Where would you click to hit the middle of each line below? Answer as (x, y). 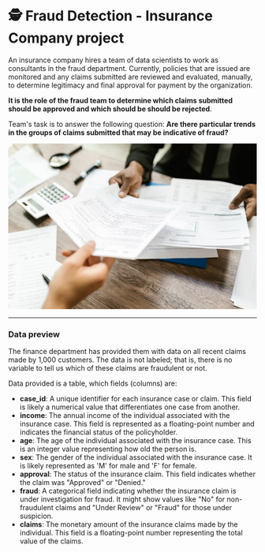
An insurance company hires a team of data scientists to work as (114, 60)
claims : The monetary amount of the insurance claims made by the (129, 524)
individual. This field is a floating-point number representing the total (131, 533)
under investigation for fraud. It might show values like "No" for (122, 499)
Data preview (34, 334)
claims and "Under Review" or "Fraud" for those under (144, 508)
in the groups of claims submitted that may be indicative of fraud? (118, 132)
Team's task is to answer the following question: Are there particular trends (132, 124)
